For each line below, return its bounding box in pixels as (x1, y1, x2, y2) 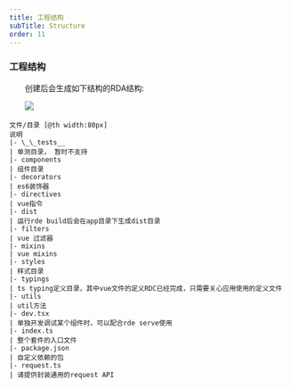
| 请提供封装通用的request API (9, 370, 115, 379)
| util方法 (9, 301, 47, 310)
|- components (9, 155, 62, 164)
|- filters (9, 224, 50, 233)
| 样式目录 (9, 267, 44, 276)
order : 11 (9, 29, 46, 38)
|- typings (9, 274, 50, 284)
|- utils (9, 292, 42, 301)
